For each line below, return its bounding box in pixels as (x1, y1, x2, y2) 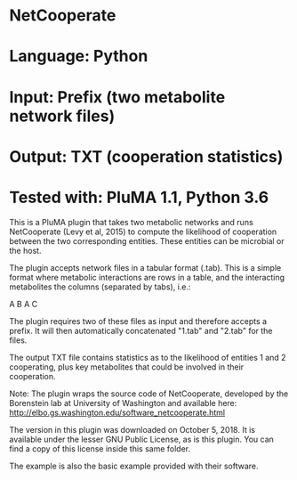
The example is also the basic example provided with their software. (9, 460, 260, 471)
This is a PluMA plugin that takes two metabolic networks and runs (9, 216, 253, 227)
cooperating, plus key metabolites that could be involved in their (9, 362, 245, 372)
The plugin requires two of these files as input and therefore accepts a (9, 315, 268, 326)
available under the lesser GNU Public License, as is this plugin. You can (9, 434, 274, 444)
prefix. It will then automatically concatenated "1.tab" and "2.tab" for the (9, 325, 273, 336)
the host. (9, 245, 42, 256)
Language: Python (9, 46, 148, 67)
